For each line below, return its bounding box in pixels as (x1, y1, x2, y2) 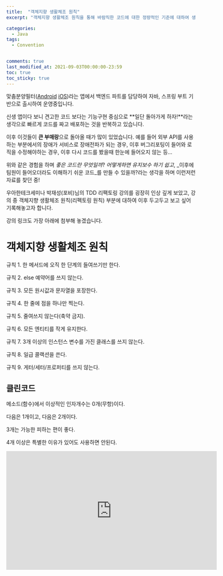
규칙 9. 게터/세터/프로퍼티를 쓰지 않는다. (6, 364, 100, 371)
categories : (6, 25, 36, 31)
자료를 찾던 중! (6, 176, 40, 183)
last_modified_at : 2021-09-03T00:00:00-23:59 (6, 64, 122, 70)
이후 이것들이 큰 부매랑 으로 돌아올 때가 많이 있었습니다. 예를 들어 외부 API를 (6, 133, 183, 141)
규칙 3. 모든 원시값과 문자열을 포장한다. (6, 287, 98, 294)
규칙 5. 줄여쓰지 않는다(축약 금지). (6, 312, 85, 320)
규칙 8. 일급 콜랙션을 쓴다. (6, 351, 67, 358)
